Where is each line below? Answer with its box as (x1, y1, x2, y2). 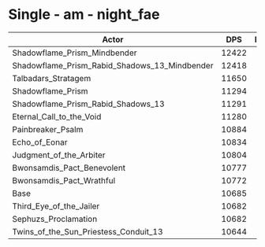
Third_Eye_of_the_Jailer (12, 201, 100, 212)
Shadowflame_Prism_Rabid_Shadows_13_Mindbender (12, 60, 214, 71)
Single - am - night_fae (8, 6, 160, 24)
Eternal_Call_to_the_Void (12, 111, 102, 122)
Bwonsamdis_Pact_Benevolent (12, 162, 126, 173)
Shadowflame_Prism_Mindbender (12, 47, 137, 58)
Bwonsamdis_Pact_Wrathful (12, 175, 116, 186)
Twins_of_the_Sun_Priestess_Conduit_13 (12, 226, 163, 237)
